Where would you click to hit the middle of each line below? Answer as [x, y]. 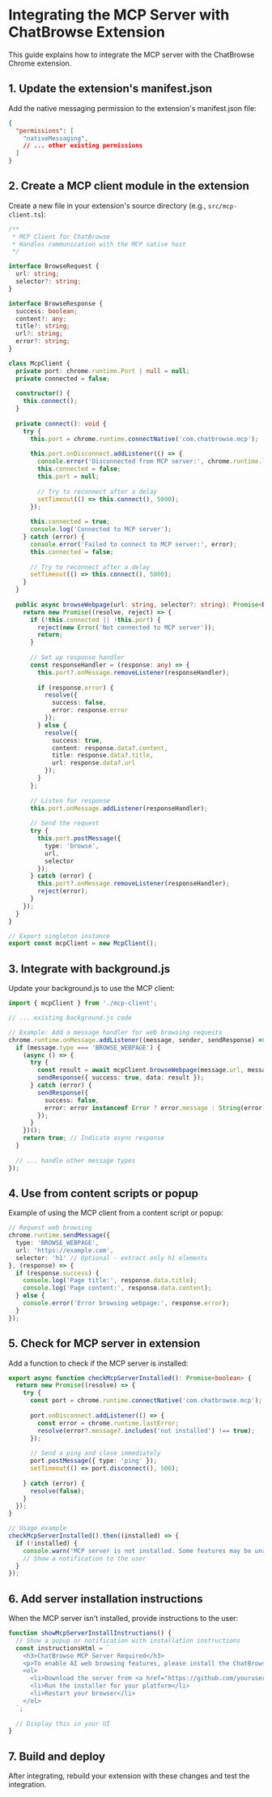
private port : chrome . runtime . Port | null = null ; [103, 371]
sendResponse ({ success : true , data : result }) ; [121, 1078]
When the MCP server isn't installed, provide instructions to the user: [123, 1619]
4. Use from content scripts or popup [103, 1193]
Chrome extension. [40, 63]
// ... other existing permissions [83, 146]
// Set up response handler [77, 658]
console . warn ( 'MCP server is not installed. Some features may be [137, 1550]
